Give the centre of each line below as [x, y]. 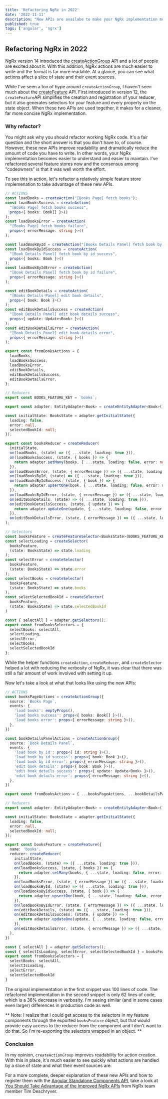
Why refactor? [23, 126]
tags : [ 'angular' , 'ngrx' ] [33, 29]
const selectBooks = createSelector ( [44, 578]
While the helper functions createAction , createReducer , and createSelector [84, 662]
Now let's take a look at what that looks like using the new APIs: [71, 682]
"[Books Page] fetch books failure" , [49, 226]
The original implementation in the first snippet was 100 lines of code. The [81, 989]
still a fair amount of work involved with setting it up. [59, 673]
